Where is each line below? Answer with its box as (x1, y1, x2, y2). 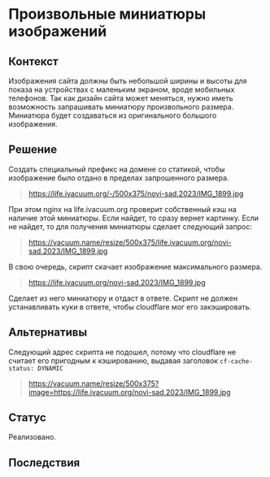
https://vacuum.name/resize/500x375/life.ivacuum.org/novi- (28, 237, 232, 247)
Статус (8, 411, 46, 425)
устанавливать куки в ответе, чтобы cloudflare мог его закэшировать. (8, 301, 252, 311)
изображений (8, 22, 107, 41)
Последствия (8, 456, 81, 470)
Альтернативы (8, 326, 88, 340)
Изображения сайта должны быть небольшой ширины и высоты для (8, 76, 247, 85)
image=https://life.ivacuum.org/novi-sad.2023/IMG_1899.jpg (28, 387, 231, 397)
